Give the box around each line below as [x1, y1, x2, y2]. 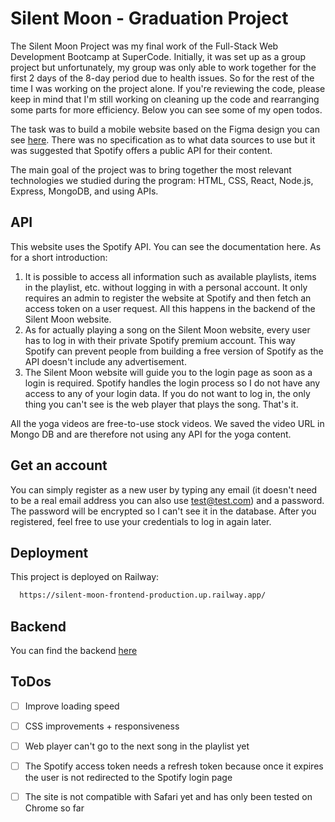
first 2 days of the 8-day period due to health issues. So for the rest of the [10, 72, 315, 84]
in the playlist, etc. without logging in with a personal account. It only [24, 281, 308, 293]
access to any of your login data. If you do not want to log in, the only [24, 387, 311, 399]
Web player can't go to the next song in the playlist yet [24, 740, 250, 752]
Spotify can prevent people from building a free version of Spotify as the [24, 345, 324, 357]
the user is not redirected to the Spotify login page [24, 772, 233, 784]
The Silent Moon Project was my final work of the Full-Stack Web [10, 40, 279, 52]
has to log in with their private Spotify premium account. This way [24, 334, 296, 346]
